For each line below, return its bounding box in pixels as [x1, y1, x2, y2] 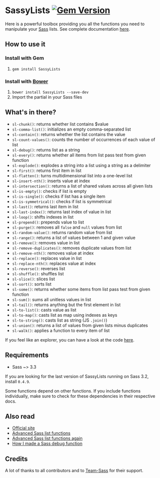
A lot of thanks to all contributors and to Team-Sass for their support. [5, 468, 143, 474]
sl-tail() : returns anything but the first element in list [12, 302, 121, 307]
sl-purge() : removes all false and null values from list [12, 224, 122, 230]
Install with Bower [5, 78, 49, 85]
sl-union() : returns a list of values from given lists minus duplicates [12, 322, 148, 328]
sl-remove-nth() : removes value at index [12, 250, 94, 256]
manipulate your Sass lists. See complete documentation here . [5, 26, 130, 32]
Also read [5, 412, 35, 420]
